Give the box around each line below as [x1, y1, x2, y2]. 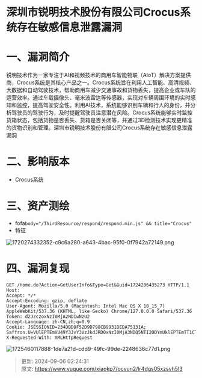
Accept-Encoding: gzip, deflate [6, 297, 87, 304]
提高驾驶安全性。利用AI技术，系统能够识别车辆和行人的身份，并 [32, 102, 191, 109]
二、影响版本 [6, 155, 70, 169]
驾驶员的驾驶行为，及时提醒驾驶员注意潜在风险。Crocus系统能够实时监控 [11, 109, 193, 116]
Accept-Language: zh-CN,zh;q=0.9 [6, 318, 90, 325]
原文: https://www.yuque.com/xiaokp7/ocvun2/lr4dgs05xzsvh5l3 [20, 365, 183, 372]
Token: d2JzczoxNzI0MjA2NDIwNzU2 [6, 314, 90, 320]
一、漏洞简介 [6, 51, 70, 64]
